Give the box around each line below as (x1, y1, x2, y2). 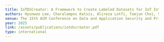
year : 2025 (5, 20, 27, 26)
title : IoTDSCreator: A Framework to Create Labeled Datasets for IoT (5, 7, 152, 12)
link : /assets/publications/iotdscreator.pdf (5, 25, 99, 30)
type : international (5, 29, 47, 34)
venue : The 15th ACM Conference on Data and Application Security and (5, 16, 152, 21)
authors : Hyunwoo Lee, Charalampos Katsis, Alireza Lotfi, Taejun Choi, (5, 12, 156, 16)
